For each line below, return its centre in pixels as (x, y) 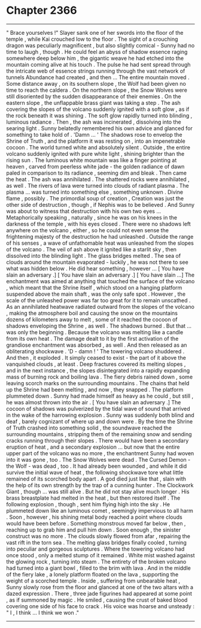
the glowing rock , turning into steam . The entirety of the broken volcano (96, 561)
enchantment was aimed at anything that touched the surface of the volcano (100, 281)
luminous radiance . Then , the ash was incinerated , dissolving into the (94, 122)
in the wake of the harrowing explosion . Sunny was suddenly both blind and (100, 415)
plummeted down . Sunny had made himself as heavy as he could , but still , (100, 396)
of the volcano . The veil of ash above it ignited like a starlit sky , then (92, 249)
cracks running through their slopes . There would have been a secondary (98, 440)
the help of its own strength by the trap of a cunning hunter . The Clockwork (100, 485)
